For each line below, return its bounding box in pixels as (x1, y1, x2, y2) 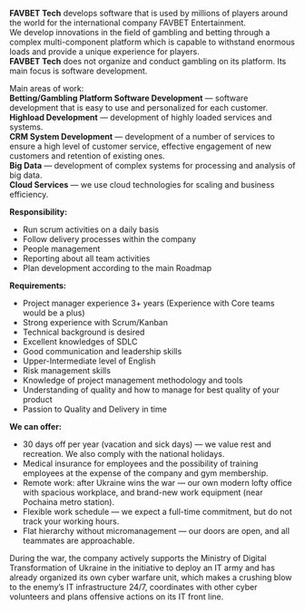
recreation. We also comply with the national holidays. (22, 449, 225, 459)
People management (22, 244, 101, 254)
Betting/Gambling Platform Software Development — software (9, 92, 249, 103)
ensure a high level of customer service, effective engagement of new (9, 141, 272, 151)
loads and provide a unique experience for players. (9, 46, 200, 57)
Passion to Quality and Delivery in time (22, 403, 168, 414)
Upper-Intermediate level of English (22, 355, 156, 366)
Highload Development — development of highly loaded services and (9, 112, 272, 122)
